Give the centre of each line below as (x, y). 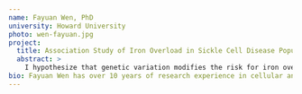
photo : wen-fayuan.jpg (51, 34)
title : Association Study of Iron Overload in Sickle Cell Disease (146, 51)
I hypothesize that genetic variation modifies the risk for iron (152, 68)
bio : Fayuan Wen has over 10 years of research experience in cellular (146, 76)
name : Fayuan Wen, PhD (51, 17)
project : (25, 43)
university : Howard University (67, 26)
